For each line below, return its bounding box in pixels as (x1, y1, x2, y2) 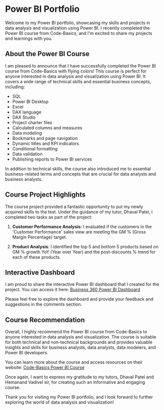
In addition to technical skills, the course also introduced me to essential (5, 166, 151, 171)
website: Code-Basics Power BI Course (5, 365, 85, 371)
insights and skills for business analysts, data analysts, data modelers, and (5, 344, 156, 350)
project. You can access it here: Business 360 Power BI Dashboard (5, 287, 140, 293)
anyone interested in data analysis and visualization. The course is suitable (5, 334, 156, 340)
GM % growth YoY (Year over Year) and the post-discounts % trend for (12, 249, 156, 255)
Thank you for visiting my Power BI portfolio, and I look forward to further (5, 394, 153, 400)
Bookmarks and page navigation (12, 135, 78, 141)
